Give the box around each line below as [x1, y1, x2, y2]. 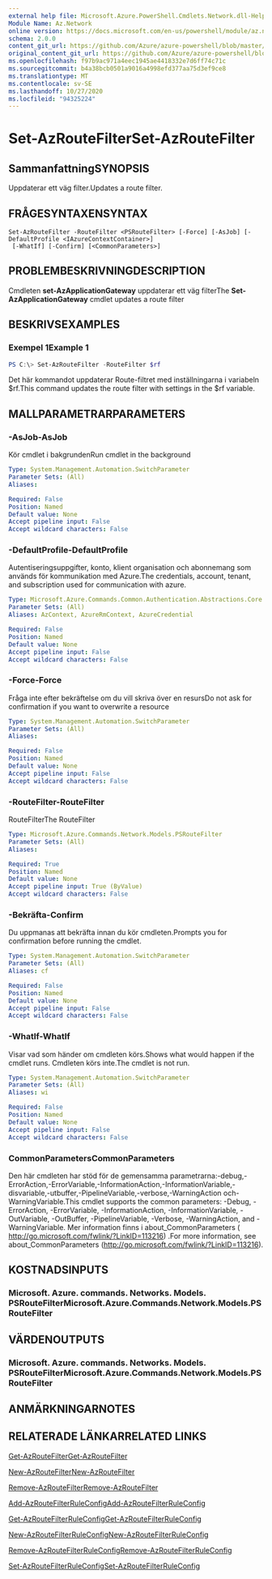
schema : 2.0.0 [8, 34, 57, 43]
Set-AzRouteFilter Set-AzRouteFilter [8, 130, 255, 148]
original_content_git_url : [8, 49, 100, 57]
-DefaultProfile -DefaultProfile [8, 544, 128, 555]
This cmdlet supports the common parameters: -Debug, [65, 1196, 252, 1207]
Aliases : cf [8, 967, 49, 976]
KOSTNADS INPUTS [8, 1263, 109, 1277]
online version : [8, 27, 63, 35]
